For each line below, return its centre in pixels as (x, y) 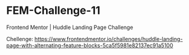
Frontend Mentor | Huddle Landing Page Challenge (70, 27)
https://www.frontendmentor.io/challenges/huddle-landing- (108, 39)
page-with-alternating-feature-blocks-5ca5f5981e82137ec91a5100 (90, 45)
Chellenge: (20, 39)
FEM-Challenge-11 (53, 11)
